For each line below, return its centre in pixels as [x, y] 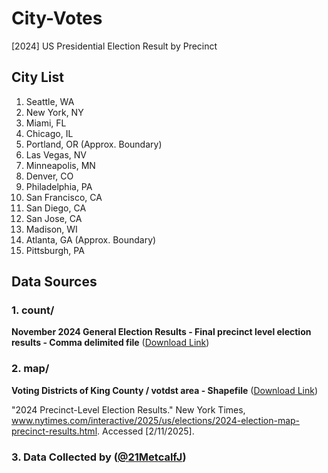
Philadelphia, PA [59, 186]
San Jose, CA [54, 218]
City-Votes [57, 18]
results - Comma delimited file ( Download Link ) [110, 343]
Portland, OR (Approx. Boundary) [94, 144]
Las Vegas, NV [56, 154]
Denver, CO [49, 176]
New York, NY [54, 112]
